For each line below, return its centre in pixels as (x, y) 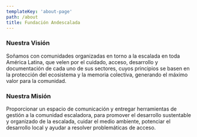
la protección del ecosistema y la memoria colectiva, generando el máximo (97, 75)
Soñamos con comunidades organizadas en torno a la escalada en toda (93, 56)
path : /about (22, 17)
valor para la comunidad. (36, 81)
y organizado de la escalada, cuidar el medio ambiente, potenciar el (88, 121)
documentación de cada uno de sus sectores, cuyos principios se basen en (98, 68)
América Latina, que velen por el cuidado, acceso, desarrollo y (82, 62)
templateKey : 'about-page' (39, 11)
